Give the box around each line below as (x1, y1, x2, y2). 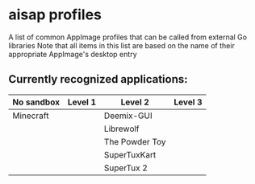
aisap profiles (8, 6, 102, 24)
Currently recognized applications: (8, 72, 188, 86)
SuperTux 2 (103, 162, 148, 174)
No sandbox (12, 96, 61, 108)
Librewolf (103, 123, 140, 134)
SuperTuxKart (103, 149, 157, 160)
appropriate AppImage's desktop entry (8, 49, 137, 59)
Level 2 (120, 96, 149, 108)
